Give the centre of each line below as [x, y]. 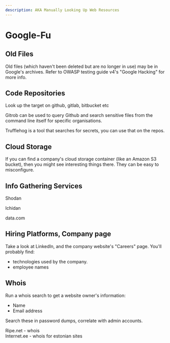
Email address [27, 311]
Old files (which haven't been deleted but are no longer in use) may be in [82, 66]
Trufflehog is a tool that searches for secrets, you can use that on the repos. [85, 131]
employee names [31, 267]
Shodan [13, 198]
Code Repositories [35, 93]
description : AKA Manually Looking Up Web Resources [62, 10]
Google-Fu [28, 35]
